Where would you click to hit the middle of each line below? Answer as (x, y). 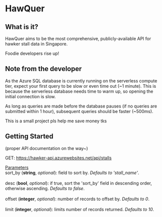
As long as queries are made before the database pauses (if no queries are (81, 106)
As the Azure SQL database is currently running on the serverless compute (81, 81)
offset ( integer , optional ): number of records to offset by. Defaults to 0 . (77, 199)
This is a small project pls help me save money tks (56, 121)
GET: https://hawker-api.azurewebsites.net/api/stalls (58, 158)
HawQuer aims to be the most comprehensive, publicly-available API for (78, 38)
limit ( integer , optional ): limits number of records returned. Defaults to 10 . (80, 209)
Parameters (17, 167)
